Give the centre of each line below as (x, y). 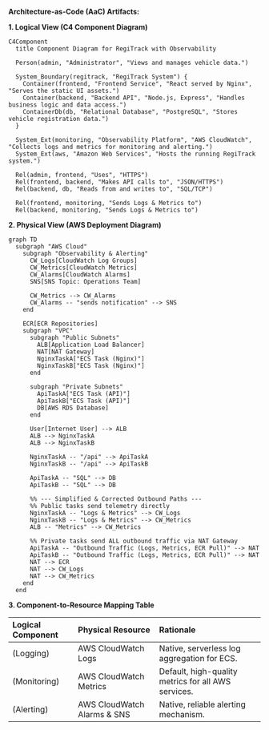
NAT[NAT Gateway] (66, 352)
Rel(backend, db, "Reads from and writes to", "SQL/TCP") (114, 189)
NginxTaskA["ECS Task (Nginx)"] (91, 359)
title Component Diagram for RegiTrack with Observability (116, 49)
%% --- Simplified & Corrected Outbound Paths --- (116, 499)
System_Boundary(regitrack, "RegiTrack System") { (102, 77)
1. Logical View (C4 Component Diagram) (78, 27)
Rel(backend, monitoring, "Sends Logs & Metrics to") (107, 210)
